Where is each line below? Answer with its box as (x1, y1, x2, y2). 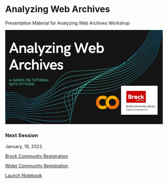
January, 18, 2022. (5, 143, 43, 149)
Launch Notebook (5, 172, 42, 178)
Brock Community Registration (5, 153, 68, 159)
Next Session (5, 132, 38, 139)
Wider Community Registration (5, 163, 68, 169)
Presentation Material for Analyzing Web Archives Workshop (5, 20, 130, 26)
